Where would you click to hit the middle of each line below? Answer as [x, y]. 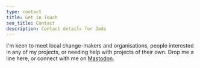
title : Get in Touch [32, 17]
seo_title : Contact [31, 23]
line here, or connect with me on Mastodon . [60, 58]
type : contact [24, 12]
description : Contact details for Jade [56, 29]
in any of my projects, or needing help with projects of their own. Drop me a [100, 52]
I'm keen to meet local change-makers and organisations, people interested [100, 46]
